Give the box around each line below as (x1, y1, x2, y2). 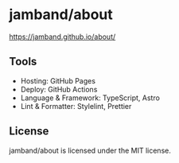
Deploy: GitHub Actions (20, 84, 98, 94)
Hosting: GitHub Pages (20, 76, 96, 85)
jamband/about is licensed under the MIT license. (9, 146, 172, 155)
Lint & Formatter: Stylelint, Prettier (20, 101, 132, 111)
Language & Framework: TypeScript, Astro (20, 93, 160, 103)
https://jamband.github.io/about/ (9, 32, 116, 41)
